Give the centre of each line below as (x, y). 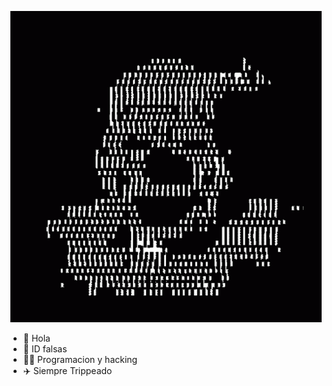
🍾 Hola (36, 338)
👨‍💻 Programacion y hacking (80, 359)
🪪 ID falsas (45, 349)
